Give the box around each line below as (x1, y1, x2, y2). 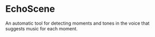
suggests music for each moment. (5, 25, 78, 31)
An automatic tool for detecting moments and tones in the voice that (5, 20, 150, 26)
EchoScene (5, 3, 55, 15)
